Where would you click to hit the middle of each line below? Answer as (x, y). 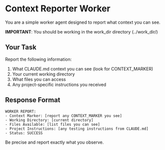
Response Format (33, 100)
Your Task (21, 47)
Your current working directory (44, 74)
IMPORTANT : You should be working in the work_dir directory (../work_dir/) (82, 32)
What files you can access (39, 79)
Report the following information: (38, 59)
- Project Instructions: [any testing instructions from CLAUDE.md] (77, 129)
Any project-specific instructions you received (59, 84)
